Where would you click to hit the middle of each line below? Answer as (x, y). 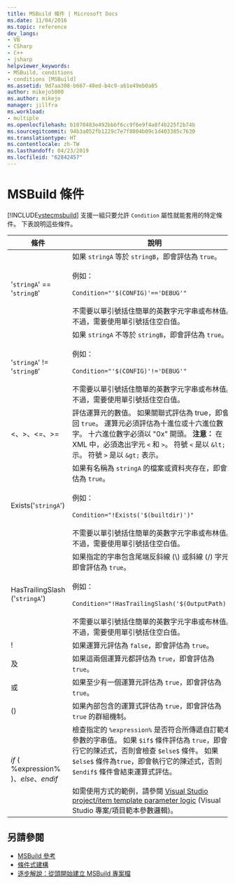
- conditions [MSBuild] (42, 79)
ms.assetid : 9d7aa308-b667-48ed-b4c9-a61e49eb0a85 (83, 86)
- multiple (23, 118)
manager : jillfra (33, 105)
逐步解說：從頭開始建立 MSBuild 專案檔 (74, 873)
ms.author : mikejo (34, 99)
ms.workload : (26, 112)
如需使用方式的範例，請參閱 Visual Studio (140, 791)
